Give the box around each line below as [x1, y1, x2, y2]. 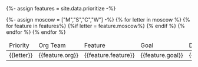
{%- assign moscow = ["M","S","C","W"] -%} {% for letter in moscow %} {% [6, 16, 190, 23]
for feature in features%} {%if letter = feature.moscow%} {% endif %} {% [6, 23, 186, 29]
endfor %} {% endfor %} [6, 29, 66, 36]
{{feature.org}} [38, 51, 79, 59]
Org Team [38, 41, 66, 49]
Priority [9, 41, 29, 49]
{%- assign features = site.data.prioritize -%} [6, 5, 116, 12]
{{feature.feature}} [84, 51, 135, 59]
